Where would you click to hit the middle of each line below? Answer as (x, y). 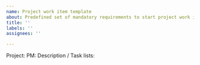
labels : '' (20, 28)
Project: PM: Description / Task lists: (51, 56)
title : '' (18, 22)
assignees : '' (24, 34)
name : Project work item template (49, 12)
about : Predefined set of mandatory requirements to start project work (98, 17)
